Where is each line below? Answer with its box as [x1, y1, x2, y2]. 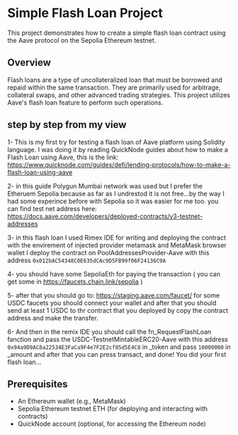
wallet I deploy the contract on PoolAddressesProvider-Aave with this [7, 248, 210, 257]
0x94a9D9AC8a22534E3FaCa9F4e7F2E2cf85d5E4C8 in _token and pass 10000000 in [7, 343, 231, 351]
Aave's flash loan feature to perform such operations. [7, 98, 164, 107]
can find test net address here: [7, 204, 97, 213]
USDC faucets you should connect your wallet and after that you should [7, 299, 217, 307]
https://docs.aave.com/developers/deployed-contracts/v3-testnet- [7, 212, 203, 220]
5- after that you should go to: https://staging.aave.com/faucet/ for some [7, 291, 220, 299]
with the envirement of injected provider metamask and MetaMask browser [7, 240, 227, 249]
